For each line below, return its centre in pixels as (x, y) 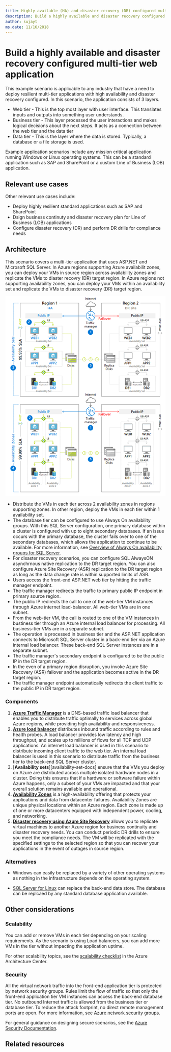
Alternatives (21, 862)
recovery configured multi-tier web (81, 64)
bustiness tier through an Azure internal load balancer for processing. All (89, 623)
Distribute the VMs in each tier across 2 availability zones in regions (84, 504)
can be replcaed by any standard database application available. (80, 894)
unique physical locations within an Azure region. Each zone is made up (88, 805)
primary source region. (37, 596)
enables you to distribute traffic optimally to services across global (82, 718)
